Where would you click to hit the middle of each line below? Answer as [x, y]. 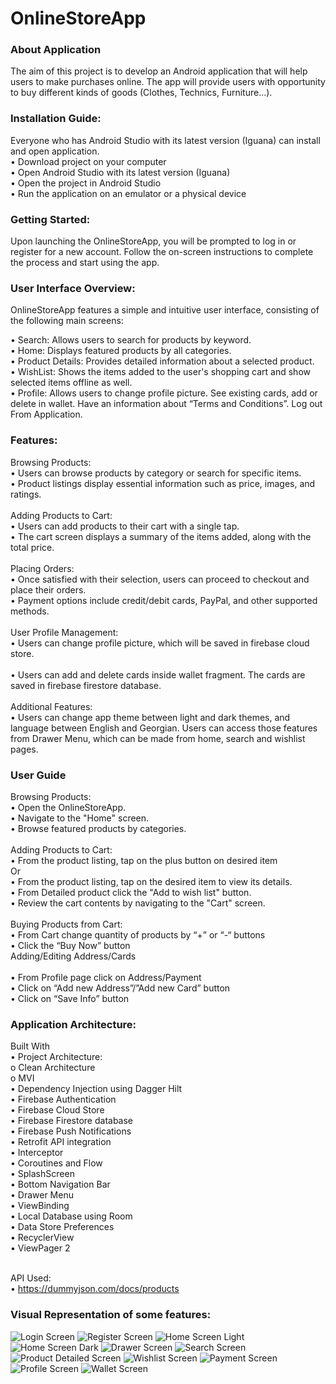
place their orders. [48, 589]
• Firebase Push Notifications [71, 1131]
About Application [56, 50]
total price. [32, 547]
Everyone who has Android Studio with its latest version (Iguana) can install [165, 140]
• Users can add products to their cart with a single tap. [125, 526]
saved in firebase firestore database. [86, 685]
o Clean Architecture [53, 1068]
